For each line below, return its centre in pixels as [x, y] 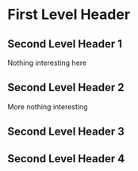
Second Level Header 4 [66, 159]
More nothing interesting [48, 106]
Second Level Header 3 [66, 132]
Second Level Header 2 [66, 87]
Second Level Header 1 [65, 44]
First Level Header [69, 15]
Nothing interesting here [47, 63]
